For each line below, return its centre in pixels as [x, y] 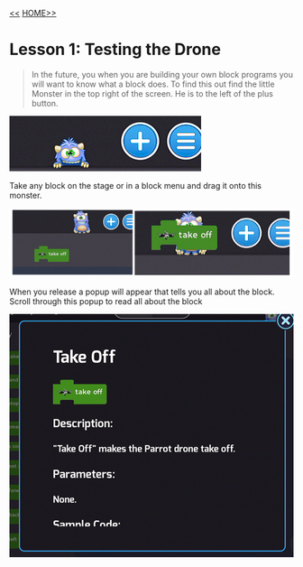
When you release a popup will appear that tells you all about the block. [142, 292]
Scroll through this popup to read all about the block [106, 301]
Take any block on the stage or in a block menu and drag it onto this [135, 185]
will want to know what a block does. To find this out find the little [153, 84]
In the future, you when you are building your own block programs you [162, 74]
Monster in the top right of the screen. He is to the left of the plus [152, 93]
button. [45, 103]
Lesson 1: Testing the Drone [115, 50]
